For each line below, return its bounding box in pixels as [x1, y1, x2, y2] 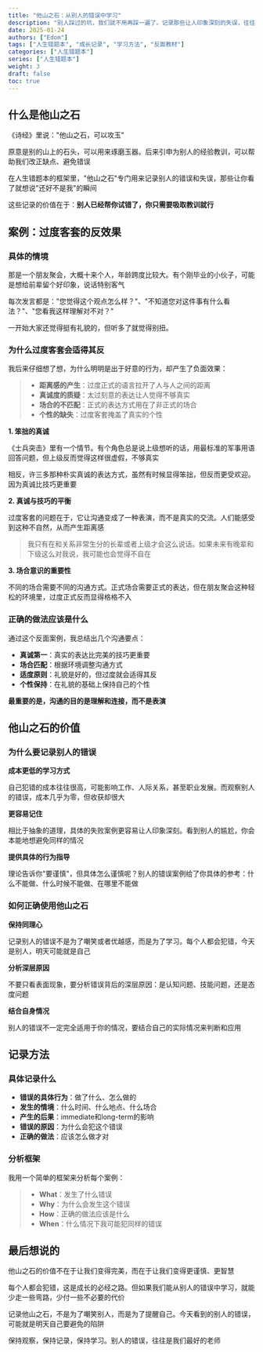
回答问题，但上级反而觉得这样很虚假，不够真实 [8, 453, 159, 463]
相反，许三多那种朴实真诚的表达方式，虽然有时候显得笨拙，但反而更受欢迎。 [8, 470, 255, 479]
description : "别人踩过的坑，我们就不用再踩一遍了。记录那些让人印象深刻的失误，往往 [8, 19, 256, 27]
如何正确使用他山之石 [8, 900, 88, 911]
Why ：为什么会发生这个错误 [38, 1199, 131, 1208]
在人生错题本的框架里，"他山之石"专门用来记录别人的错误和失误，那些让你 [8, 173, 248, 183]
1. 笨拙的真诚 [8, 427, 49, 436]
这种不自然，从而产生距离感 [14, 523, 104, 532]
